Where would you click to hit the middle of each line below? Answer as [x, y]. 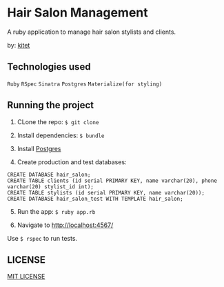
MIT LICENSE [26, 277]
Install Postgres [39, 148]
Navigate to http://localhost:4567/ [65, 225]
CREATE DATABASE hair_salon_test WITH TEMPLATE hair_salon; [95, 199]
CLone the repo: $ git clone [58, 121]
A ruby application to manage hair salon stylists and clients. [92, 32]
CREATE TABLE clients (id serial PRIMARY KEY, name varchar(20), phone [112, 181]
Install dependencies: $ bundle [61, 135]
